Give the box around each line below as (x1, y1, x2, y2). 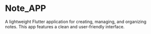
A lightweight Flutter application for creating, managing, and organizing (5, 19, 147, 24)
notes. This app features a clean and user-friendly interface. (5, 23, 125, 29)
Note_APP (5, 3, 46, 14)
